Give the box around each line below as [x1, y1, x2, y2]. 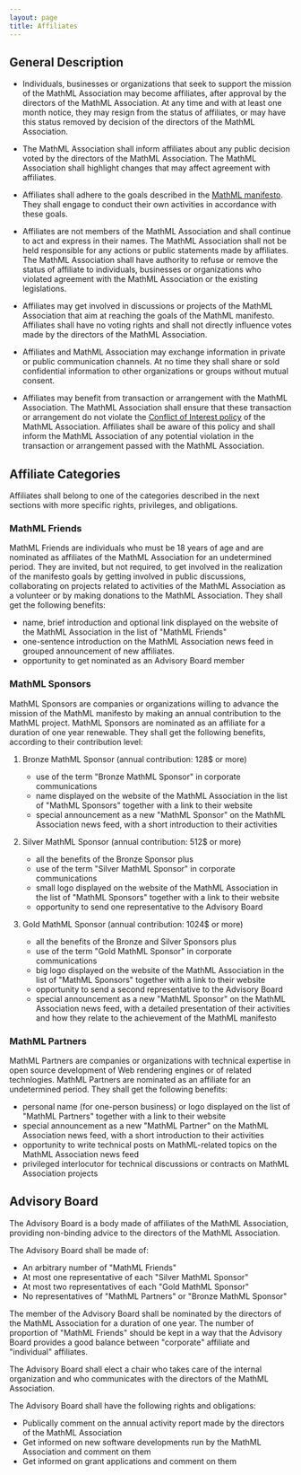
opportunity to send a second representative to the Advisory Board [35, 984, 284, 995]
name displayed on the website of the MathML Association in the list [35, 790, 288, 801]
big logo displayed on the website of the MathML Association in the [35, 964, 285, 975]
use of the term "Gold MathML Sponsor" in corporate [35, 945, 233, 956]
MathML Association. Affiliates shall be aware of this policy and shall [21, 421, 276, 432]
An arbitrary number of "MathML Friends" [21, 1262, 177, 1273]
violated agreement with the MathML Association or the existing [21, 274, 258, 285]
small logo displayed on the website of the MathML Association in [35, 882, 279, 893]
